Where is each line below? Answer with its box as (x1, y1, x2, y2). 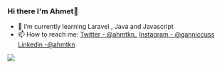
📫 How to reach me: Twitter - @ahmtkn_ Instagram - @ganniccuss (17, 30, 215, 39)
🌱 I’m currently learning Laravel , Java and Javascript (17, 23, 174, 31)
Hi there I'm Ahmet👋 (7, 6, 79, 16)
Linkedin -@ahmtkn (17, 40, 75, 49)
